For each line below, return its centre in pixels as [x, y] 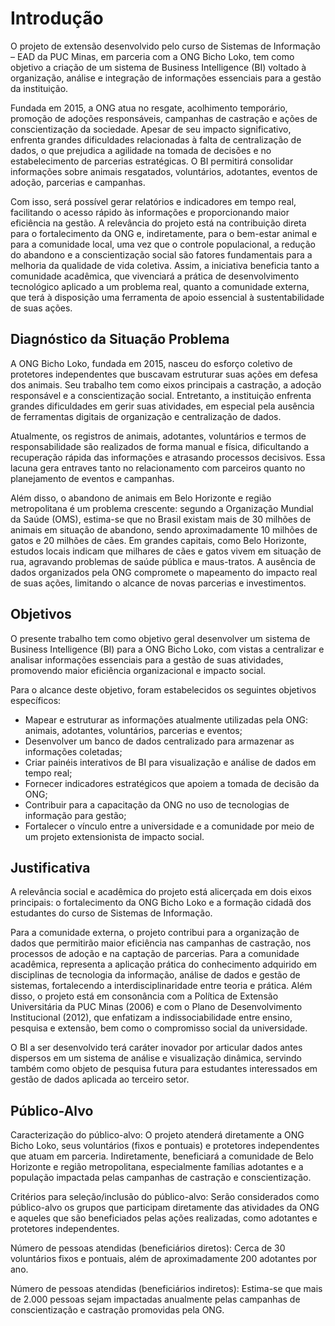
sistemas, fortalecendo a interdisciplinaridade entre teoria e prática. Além [161, 986]
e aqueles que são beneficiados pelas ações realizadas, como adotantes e [164, 1218]
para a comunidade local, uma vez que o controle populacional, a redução [163, 244]
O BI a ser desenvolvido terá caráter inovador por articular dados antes [156, 1048]
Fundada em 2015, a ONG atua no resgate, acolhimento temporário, [149, 108]
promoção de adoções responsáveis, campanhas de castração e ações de [164, 118]
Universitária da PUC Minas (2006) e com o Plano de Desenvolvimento [156, 1007]
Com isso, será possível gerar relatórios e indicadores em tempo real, [153, 201]
